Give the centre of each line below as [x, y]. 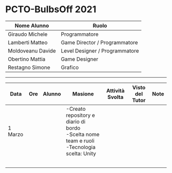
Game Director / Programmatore [99, 42]
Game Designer [80, 59]
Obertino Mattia [27, 59]
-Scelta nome [83, 134]
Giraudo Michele [28, 34]
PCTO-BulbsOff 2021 [51, 9]
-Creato [76, 109]
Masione [83, 94]
